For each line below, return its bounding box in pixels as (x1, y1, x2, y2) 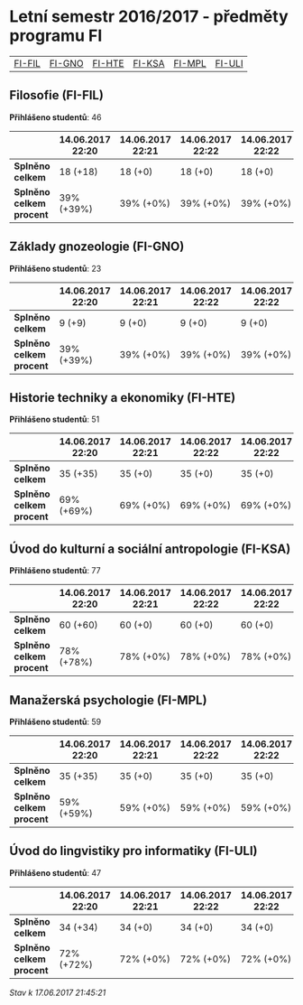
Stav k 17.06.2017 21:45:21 (9, 987, 106, 998)
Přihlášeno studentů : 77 (9, 565, 101, 576)
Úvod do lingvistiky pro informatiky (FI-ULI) (9, 843, 258, 859)
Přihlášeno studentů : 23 (9, 263, 102, 274)
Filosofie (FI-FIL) (9, 88, 104, 103)
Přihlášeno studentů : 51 (9, 414, 100, 425)
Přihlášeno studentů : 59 (9, 716, 102, 727)
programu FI (9, 25, 103, 46)
